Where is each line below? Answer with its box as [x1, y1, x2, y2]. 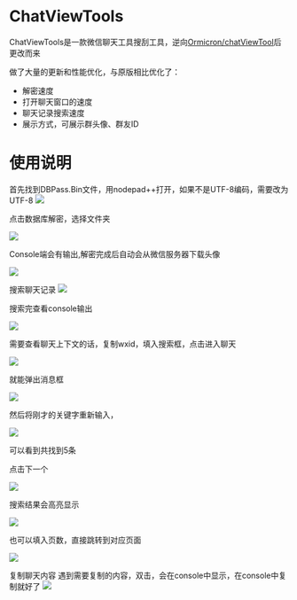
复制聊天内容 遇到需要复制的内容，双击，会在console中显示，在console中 [9, 570, 279, 581]
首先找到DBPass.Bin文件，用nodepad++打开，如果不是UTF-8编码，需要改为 [9, 183, 289, 194]
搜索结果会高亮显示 [9, 499, 80, 510]
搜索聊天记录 [9, 284, 56, 294]
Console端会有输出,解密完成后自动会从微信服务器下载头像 [9, 248, 221, 259]
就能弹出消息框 [9, 374, 64, 385]
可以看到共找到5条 [9, 445, 77, 456]
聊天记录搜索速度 [21, 107, 85, 118]
